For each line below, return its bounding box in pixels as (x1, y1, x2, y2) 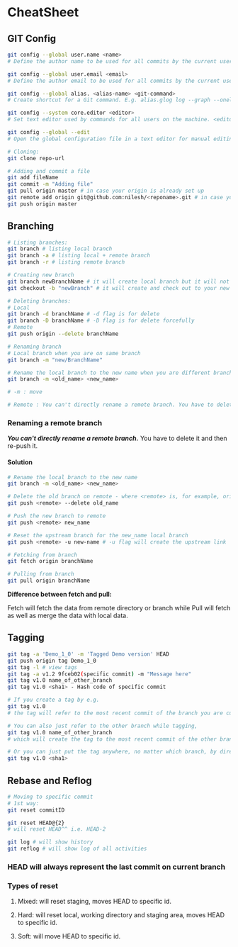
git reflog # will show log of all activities (7, 845, 147, 853)
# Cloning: (7, 148, 40, 155)
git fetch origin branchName (7, 558, 93, 565)
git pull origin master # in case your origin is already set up (7, 187, 204, 195)
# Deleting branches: (7, 297, 72, 305)
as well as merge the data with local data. (7, 611, 129, 620)
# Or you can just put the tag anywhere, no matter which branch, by (7, 749, 217, 756)
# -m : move (7, 388, 42, 396)
